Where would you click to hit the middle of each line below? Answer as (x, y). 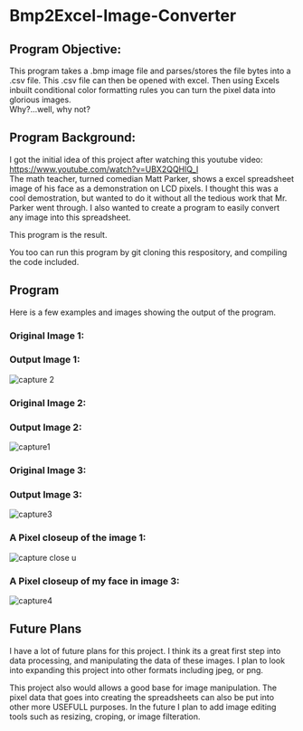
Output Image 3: (46, 494)
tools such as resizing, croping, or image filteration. (105, 717)
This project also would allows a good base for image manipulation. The (143, 688)
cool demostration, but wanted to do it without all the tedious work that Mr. (148, 198)
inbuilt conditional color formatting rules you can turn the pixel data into (142, 90)
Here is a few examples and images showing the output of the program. (143, 312)
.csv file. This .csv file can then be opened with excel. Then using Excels (145, 81)
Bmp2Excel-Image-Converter (123, 16)
